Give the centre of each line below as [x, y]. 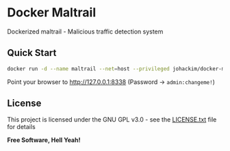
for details [21, 127]
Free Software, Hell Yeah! [44, 140]
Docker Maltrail [52, 13]
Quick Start [32, 53]
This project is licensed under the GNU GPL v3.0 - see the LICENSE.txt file [112, 120]
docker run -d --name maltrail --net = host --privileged [88, 69]
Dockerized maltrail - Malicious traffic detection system [85, 31]
